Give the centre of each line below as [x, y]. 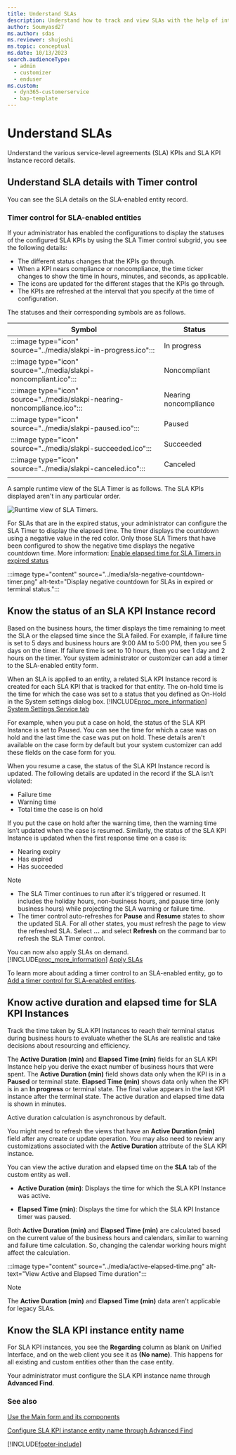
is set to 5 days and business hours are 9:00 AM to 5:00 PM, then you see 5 [117, 643]
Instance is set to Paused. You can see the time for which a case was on [112, 730]
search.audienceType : [39, 60]
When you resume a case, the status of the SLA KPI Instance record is [109, 765]
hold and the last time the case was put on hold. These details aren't [106, 737]
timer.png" [22, 582]
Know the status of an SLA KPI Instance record [112, 611]
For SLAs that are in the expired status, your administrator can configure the [117, 523]
